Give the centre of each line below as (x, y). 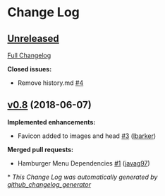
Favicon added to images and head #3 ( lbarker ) (87, 136)
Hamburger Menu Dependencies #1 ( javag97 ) (84, 163)
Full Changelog (29, 55)
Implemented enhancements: (51, 122)
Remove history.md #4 (50, 83)
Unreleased (33, 39)
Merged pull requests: (41, 149)
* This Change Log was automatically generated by (82, 177)
